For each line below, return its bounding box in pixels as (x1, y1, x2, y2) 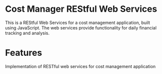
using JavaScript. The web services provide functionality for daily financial (5, 25, 157, 30)
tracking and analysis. (5, 30, 50, 36)
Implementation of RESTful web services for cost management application (5, 63, 156, 69)
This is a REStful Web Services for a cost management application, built (5, 20, 150, 25)
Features (5, 48, 42, 58)
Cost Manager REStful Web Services (5, 3, 158, 15)
